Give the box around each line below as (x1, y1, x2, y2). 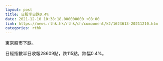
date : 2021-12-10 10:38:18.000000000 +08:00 (5, 16, 100, 21)
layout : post (5, 7, 33, 12)
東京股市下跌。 (5, 40, 36, 46)
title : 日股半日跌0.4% (5, 12, 49, 17)
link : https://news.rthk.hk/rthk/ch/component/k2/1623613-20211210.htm (5, 21, 158, 26)
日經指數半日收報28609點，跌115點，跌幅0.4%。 (5, 51, 107, 57)
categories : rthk (5, 26, 42, 31)
